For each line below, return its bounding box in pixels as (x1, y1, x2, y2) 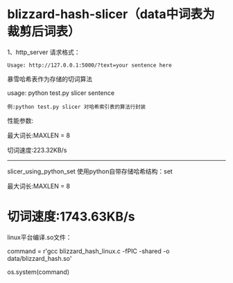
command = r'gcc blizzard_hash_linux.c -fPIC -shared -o (7, 247, 170, 255)
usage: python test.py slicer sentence (7, 88, 115, 97)
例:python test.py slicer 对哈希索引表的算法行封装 (7, 103, 146, 110)
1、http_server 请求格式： (7, 48, 81, 56)
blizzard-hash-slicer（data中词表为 (7, 6, 215, 22)
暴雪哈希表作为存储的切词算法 (7, 74, 92, 83)
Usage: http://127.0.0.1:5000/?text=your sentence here (7, 62, 172, 69)
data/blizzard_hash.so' (7, 254, 72, 262)
